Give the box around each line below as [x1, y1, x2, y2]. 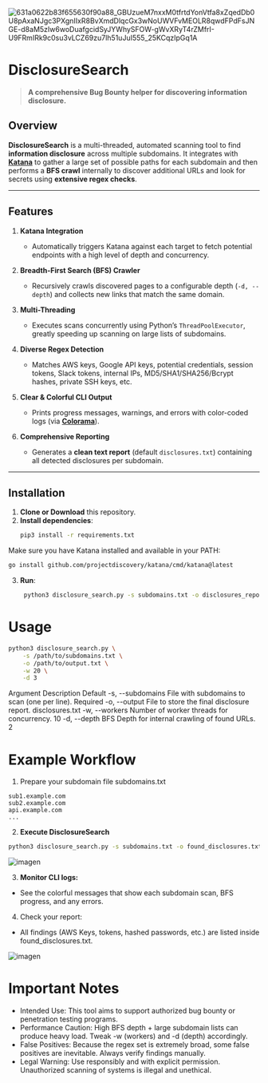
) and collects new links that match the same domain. [49, 289, 225, 299]
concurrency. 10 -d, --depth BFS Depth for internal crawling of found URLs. [8, 714, 256, 724]
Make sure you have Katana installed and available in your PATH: [8, 545, 221, 555]
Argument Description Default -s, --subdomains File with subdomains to [8, 688, 246, 698]
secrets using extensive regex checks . [8, 174, 137, 184]
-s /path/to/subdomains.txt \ [22, 652, 124, 660]
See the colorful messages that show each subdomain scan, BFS [19, 888, 234, 898]
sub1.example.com [8, 792, 66, 800]
